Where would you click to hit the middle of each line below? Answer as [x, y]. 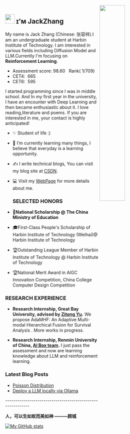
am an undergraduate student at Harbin [46, 40]
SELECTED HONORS [37, 201]
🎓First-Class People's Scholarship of [51, 227]
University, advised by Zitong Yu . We [52, 314]
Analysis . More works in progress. [48, 330]
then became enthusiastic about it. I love [47, 107]
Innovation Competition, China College [52, 280]
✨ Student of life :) [31, 133]
